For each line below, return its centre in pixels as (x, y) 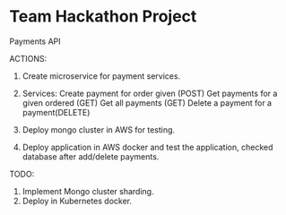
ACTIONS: (28, 58)
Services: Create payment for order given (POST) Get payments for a (150, 93)
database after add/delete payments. (91, 156)
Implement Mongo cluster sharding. (88, 191)
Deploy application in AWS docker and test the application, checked (147, 147)
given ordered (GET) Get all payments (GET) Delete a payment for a (147, 103)
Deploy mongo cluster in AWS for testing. (99, 129)
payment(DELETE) (56, 112)
